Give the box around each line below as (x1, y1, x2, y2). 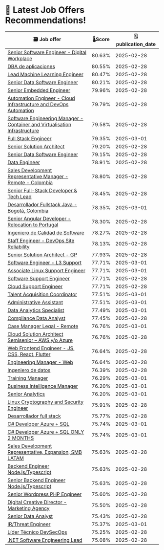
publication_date (116, 41, 156, 47)
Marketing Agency (7, 505, 50, 511)
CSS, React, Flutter (7, 351, 51, 357)
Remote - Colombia (7, 179, 53, 186)
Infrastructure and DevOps (7, 101, 69, 108)
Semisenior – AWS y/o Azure (7, 337, 73, 344)
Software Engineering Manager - (7, 115, 84, 122)
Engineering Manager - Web (7, 359, 73, 366)
